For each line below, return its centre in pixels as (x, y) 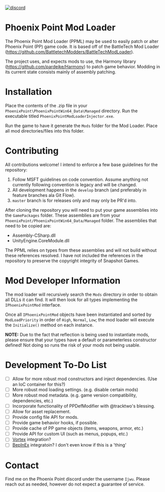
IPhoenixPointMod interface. (33, 305)
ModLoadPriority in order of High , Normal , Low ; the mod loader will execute (80, 319)
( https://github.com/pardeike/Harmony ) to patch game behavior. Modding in (83, 66)
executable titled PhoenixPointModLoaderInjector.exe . (60, 116)
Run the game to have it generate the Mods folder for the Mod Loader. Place (82, 126)
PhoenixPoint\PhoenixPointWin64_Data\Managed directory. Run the (71, 111)
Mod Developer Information (63, 281)
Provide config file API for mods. (45, 417)
